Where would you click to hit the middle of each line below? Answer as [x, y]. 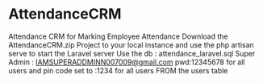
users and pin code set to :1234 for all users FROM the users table [118, 70]
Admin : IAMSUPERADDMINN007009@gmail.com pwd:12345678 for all [127, 62]
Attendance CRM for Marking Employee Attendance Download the [118, 36]
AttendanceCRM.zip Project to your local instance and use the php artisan [131, 44]
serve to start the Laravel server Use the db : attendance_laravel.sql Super [132, 53]
